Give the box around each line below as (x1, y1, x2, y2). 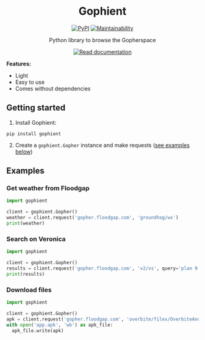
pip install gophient (6, 130, 62, 137)
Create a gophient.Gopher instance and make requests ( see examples (15, 141, 190, 149)
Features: (6, 60, 32, 67)
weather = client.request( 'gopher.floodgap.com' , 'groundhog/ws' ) (6, 215, 179, 221)
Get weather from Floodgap (6, 184, 90, 193)
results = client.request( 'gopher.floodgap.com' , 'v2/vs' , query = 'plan (6, 265, 192, 272)
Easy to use (15, 78, 45, 86)
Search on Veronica (6, 234, 66, 243)
